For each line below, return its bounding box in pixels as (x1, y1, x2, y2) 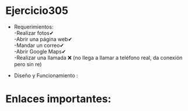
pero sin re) (13, 60, 42, 67)
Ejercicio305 (5, 4, 68, 17)
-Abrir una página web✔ (13, 35, 72, 42)
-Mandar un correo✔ (13, 42, 65, 49)
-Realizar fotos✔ (13, 29, 54, 36)
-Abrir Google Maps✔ (13, 48, 67, 55)
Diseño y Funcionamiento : (13, 71, 78, 79)
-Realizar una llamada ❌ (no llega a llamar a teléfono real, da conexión (13, 54, 183, 61)
